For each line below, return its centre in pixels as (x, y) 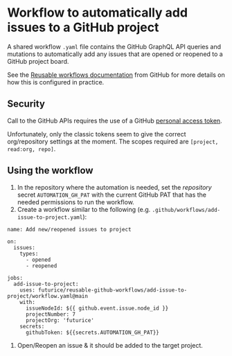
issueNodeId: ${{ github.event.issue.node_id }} (97, 308)
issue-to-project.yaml (50, 217)
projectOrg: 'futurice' (60, 320)
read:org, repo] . (32, 149)
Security (26, 104)
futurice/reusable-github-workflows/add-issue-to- (113, 290)
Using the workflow (50, 171)
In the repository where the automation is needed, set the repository (115, 187)
